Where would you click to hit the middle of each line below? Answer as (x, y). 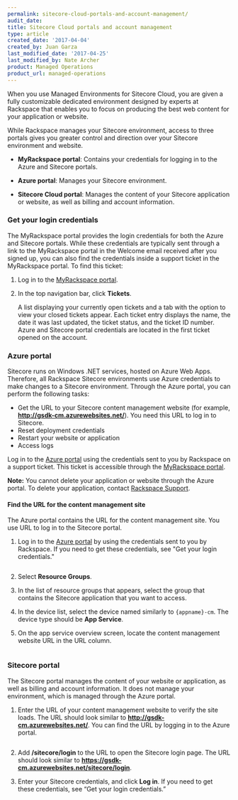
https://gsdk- (101, 760)
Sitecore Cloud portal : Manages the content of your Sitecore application (124, 194)
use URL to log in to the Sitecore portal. (65, 528)
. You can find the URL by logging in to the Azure (159, 725)
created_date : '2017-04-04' (49, 41)
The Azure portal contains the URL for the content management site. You (113, 521)
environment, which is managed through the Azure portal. (91, 696)
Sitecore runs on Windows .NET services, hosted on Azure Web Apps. (110, 371)
